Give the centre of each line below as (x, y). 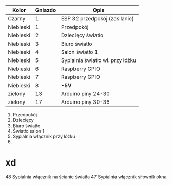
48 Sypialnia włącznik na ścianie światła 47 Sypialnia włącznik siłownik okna (86, 177)
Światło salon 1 (28, 131)
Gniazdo (46, 10)
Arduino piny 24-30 (85, 94)
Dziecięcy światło (82, 35)
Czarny (17, 19)
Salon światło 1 (79, 52)
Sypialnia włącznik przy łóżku (44, 136)
